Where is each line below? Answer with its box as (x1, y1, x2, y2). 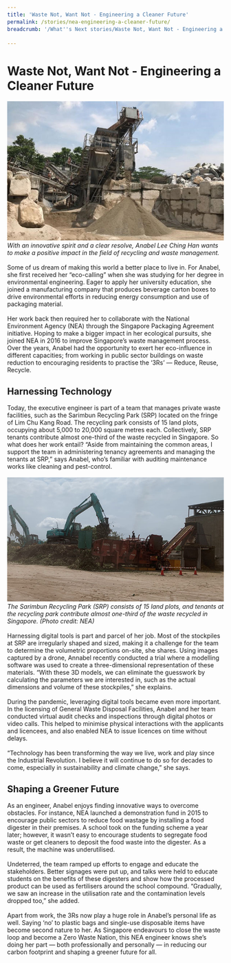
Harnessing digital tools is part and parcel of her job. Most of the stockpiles (7, 631, 221, 640)
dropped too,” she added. (7, 897, 80, 905)
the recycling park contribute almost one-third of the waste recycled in (7, 609, 208, 618)
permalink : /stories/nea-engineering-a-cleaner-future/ (7, 18, 170, 26)
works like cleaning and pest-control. (7, 463, 112, 471)
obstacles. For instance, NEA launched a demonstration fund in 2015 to (7, 809, 208, 817)
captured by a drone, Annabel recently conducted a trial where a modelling (7, 653, 220, 662)
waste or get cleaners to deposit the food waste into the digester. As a (7, 838, 206, 847)
